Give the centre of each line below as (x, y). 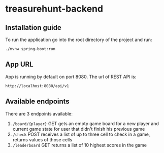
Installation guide (34, 28)
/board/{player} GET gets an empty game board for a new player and (86, 123)
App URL (20, 65)
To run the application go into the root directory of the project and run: (79, 40)
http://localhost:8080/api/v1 (37, 86)
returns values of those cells (42, 139)
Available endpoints (37, 102)
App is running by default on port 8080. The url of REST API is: (71, 76)
